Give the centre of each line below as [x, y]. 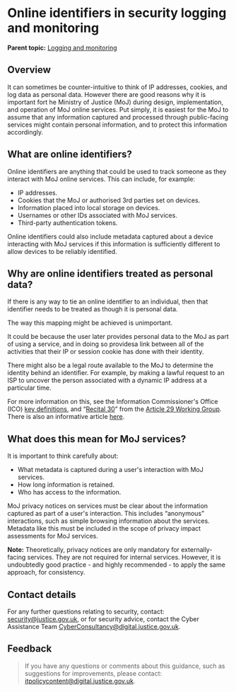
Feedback [30, 649]
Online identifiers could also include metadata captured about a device [110, 236]
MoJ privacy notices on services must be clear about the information [108, 506]
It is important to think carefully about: [63, 456]
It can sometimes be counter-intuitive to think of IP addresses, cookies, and [117, 87]
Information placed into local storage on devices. [89, 207]
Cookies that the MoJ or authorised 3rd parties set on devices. [109, 200]
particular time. [29, 388]
